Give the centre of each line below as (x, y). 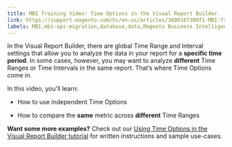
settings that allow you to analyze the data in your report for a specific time (115, 53)
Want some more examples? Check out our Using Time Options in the (107, 129)
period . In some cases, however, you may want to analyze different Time (112, 61)
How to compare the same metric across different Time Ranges (108, 115)
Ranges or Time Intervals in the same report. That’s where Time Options (109, 68)
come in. (20, 75)
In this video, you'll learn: (43, 89)
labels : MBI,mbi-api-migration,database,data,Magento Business (100, 26)
